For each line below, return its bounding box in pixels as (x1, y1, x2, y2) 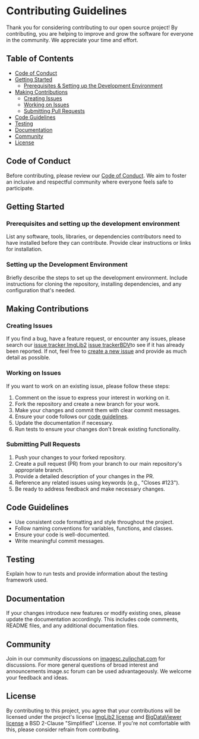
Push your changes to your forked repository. (14, 453, 127, 461)
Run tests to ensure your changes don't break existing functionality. (14, 425, 181, 432)
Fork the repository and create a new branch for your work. (14, 400, 160, 408)
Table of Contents (6, 53, 74, 64)
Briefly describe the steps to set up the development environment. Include (6, 274, 188, 281)
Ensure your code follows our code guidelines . (14, 413, 129, 420)
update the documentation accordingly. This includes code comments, (6, 616, 179, 623)
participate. (6, 184, 34, 191)
